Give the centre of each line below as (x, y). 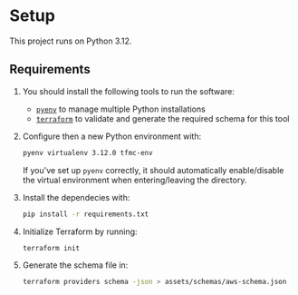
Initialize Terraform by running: (80, 231)
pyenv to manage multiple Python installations (120, 109)
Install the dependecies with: (76, 197)
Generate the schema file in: (75, 265)
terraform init (51, 248)
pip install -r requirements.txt (86, 214)
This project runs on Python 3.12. (71, 41)
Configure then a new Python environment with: (112, 136)
